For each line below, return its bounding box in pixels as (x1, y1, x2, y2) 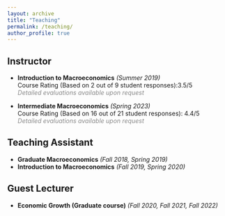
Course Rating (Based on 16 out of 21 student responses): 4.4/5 (17, 109, 200, 118)
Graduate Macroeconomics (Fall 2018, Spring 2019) (17, 155, 169, 163)
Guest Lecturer (7, 183, 75, 194)
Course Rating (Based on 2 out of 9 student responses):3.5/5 (17, 81, 193, 90)
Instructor (7, 55, 52, 67)
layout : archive (7, 10, 54, 17)
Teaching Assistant (7, 137, 93, 149)
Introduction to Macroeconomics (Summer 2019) (17, 74, 161, 82)
